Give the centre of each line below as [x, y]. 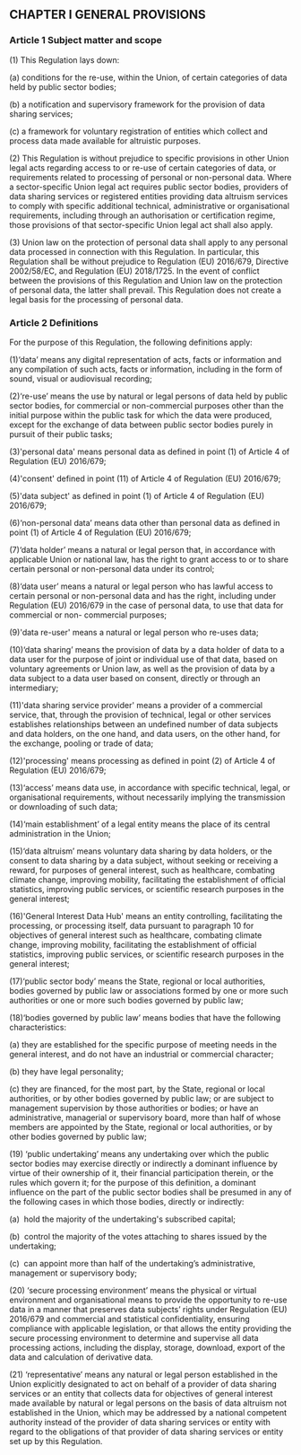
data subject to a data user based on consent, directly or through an [135, 678]
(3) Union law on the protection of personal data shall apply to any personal [149, 242]
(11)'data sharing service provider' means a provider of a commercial [136, 705]
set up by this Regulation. [56, 1441]
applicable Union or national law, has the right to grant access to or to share [149, 559]
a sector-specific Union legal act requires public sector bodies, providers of [149, 187]
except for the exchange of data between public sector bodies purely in [141, 425]
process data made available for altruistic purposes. [105, 140]
